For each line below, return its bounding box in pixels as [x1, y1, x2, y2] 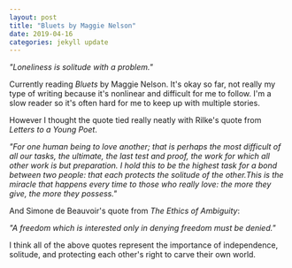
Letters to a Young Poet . [9, 125, 97, 135]
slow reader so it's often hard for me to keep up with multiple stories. [9, 98, 261, 109]
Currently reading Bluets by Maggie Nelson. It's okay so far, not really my [9, 79, 276, 89]
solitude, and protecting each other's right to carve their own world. [9, 249, 257, 260]
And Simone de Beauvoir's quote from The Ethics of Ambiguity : [9, 205, 241, 217]
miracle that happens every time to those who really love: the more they [9, 179, 272, 190]
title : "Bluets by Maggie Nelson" [9, 21, 137, 30]
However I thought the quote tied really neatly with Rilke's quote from [9, 115, 262, 126]
